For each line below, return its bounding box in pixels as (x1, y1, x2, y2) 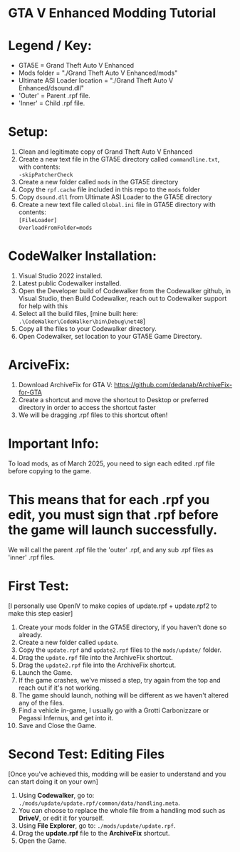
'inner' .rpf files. (8, 553, 56, 562)
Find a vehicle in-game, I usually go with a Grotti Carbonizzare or (18, 706, 209, 715)
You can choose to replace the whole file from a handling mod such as (18, 806, 226, 814)
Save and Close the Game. (18, 721, 97, 730)
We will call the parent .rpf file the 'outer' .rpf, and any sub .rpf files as (8, 545, 214, 554)
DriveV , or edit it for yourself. (18, 814, 104, 822)
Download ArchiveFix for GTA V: (18, 380, 113, 389)
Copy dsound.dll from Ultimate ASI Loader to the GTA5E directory (18, 193, 212, 201)
